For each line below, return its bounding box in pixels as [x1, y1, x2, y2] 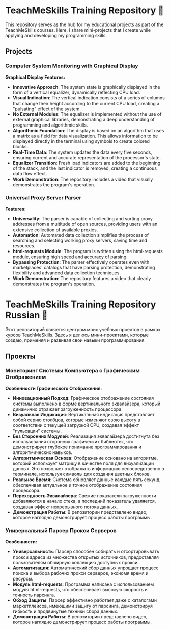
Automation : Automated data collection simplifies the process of [12, 232, 149, 238]
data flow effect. [12, 170, 47, 177]
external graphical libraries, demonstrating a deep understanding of [12, 116, 155, 122]
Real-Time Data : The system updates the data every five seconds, [12, 149, 153, 155]
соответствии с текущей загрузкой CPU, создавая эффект [12, 422, 139, 428]
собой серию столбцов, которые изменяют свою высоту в [12, 417, 141, 423]
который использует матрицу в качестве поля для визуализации [12, 460, 154, 466]
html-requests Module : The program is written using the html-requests [12, 248, 163, 254]
